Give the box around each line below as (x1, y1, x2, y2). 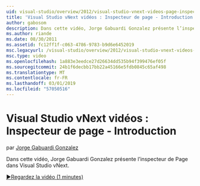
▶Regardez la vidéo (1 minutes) (6, 173, 84, 180)
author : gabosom (6, 20, 46, 26)
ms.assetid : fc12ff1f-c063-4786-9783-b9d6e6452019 (6, 42, 135, 48)
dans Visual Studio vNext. (6, 162, 70, 169)
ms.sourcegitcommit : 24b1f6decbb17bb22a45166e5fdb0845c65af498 (6, 64, 167, 70)
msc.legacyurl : (6, 48, 44, 53)
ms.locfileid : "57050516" (6, 86, 70, 92)
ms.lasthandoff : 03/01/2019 (6, 81, 76, 87)
